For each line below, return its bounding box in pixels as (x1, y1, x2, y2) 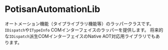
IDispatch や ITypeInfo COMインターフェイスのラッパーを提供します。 (5, 26, 149, 33)
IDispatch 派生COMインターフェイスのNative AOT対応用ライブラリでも (9, 33, 156, 39)
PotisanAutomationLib (5, 3, 101, 15)
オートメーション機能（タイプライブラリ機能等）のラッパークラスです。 (5, 20, 154, 26)
